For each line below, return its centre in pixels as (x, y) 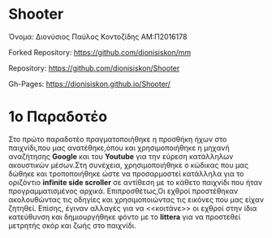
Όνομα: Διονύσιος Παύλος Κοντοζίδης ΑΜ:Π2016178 (98, 37)
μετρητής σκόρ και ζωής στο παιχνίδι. (72, 225)
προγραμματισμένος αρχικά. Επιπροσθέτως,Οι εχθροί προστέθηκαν (123, 191)
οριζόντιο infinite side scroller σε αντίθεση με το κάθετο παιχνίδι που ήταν (136, 182)
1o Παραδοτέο (58, 117)
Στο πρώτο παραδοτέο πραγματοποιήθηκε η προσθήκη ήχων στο (118, 139)
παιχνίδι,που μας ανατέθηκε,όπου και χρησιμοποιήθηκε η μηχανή (119, 148)
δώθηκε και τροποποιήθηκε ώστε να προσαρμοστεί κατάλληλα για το (126, 173)
